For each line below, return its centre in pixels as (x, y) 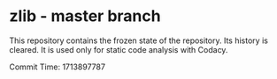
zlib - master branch (85, 16)
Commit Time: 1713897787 (58, 67)
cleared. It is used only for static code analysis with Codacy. (119, 49)
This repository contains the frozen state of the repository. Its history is (138, 40)
